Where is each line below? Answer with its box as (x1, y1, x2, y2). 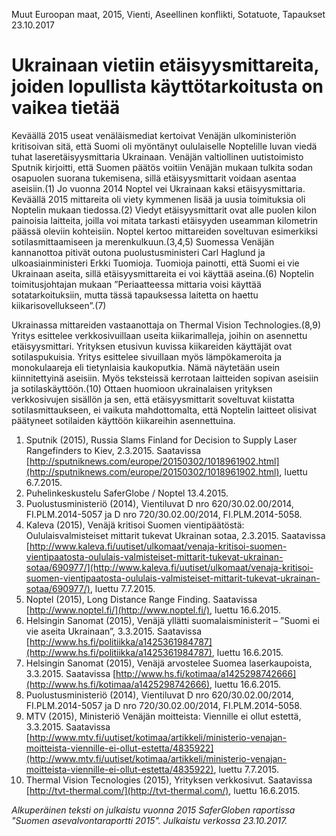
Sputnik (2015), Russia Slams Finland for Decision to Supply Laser (25, 434, 298, 446)
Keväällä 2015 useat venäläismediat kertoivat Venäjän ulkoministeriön (11, 129, 297, 141)
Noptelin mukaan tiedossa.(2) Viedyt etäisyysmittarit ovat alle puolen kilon (11, 204, 317, 216)
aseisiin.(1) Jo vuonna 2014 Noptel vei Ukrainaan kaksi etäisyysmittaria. (11, 182, 306, 194)
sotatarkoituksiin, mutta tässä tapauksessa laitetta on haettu (11, 289, 259, 301)
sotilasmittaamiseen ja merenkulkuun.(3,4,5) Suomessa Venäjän (11, 235, 275, 248)
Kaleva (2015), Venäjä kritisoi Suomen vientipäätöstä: (25, 519, 245, 531)
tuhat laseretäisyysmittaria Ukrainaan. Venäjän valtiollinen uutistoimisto (11, 150, 304, 163)
